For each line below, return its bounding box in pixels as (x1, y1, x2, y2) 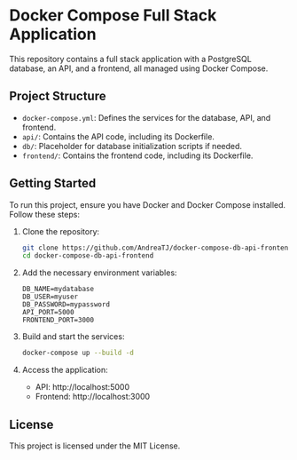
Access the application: (21, 365, 108, 376)
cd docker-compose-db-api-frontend (21, 251, 154, 260)
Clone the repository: (21, 226, 100, 236)
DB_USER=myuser (21, 292, 79, 302)
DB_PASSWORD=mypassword (21, 300, 111, 309)
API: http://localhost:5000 (35, 382, 130, 393)
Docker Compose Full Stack (9, 5, 217, 26)
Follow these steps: (9, 209, 80, 219)
